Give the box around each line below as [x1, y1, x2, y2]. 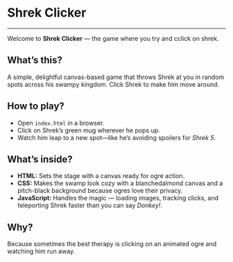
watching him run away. [7, 247, 76, 256]
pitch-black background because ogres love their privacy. [17, 186, 183, 195]
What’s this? [7, 54, 62, 67]
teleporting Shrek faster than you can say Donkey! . [17, 201, 163, 209]
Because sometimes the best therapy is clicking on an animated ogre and [7, 240, 217, 248]
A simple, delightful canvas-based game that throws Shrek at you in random [7, 73, 225, 81]
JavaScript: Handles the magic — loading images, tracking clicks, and [17, 194, 218, 202]
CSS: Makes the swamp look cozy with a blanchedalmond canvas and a [17, 179, 223, 188]
